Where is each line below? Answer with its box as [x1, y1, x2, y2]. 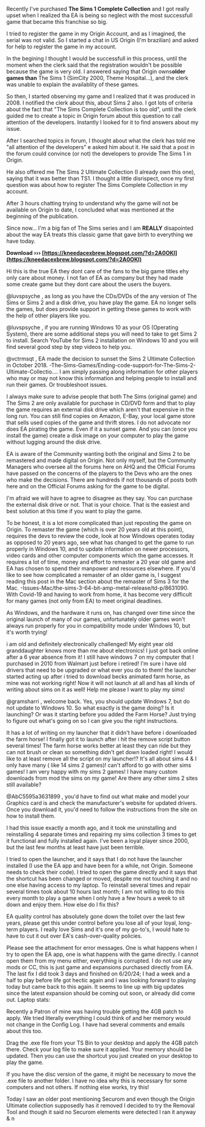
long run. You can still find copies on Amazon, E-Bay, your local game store [6, 413, 196, 419]
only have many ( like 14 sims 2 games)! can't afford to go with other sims [6, 762, 192, 769]
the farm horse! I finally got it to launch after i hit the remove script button [6, 736, 191, 743]
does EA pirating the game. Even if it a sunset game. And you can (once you [6, 425, 198, 433]
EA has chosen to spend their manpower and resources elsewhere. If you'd [6, 565, 195, 572]
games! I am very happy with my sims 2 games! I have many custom [6, 768, 178, 775]
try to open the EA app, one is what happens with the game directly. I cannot [6, 950, 199, 958]
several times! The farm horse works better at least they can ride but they [6, 742, 191, 749]
